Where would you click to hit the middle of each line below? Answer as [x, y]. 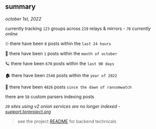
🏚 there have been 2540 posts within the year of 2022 [61, 75]
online [11, 33]
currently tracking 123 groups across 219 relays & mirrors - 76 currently [78, 28]
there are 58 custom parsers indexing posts [50, 96]
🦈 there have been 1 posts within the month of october [61, 53]
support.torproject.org [28, 111]
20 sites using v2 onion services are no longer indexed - [63, 106]
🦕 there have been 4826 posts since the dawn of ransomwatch [68, 87]
